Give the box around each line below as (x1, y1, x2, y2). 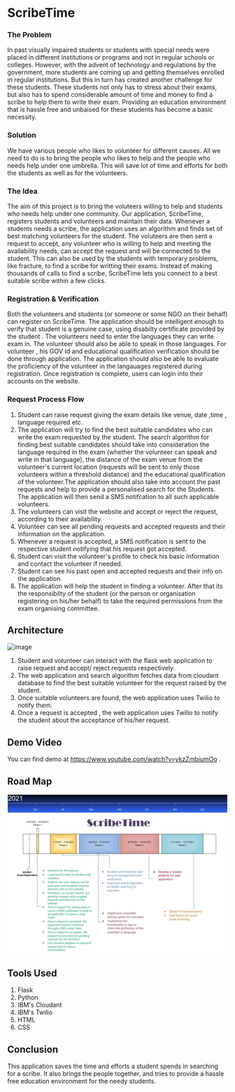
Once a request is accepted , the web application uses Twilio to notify (17, 709, 219, 717)
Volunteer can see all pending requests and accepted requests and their (17, 522, 226, 531)
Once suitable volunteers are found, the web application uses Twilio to (17, 694, 220, 702)
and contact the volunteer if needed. (17, 559, 123, 568)
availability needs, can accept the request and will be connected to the (7, 247, 211, 255)
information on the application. (17, 529, 106, 538)
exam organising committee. (17, 604, 100, 613)
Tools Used (7, 967, 57, 979)
